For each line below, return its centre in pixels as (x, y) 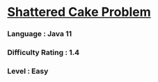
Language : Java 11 (40, 34)
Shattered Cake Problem (79, 12)
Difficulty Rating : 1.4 (44, 53)
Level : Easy (28, 71)
